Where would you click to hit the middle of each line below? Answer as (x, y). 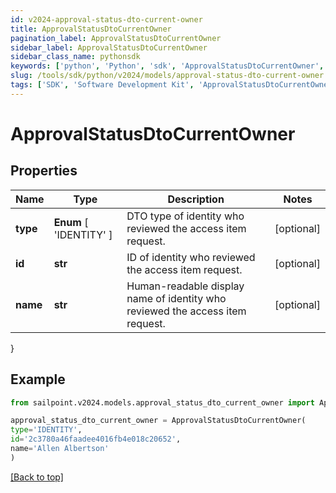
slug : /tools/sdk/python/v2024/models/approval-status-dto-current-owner (167, 76)
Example (38, 379)
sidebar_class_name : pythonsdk (75, 57)
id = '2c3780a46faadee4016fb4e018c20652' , (96, 439)
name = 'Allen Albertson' (60, 449)
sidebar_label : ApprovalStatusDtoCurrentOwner (109, 47)
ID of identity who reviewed (191, 257)
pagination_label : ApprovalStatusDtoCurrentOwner (116, 38)
